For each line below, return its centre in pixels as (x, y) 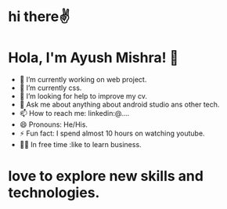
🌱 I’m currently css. (50, 88)
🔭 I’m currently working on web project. (83, 80)
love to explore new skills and (106, 177)
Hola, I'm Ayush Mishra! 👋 (94, 58)
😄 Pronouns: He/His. (54, 124)
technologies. (54, 193)
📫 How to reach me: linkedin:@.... (74, 114)
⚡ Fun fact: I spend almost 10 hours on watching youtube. (112, 133)
